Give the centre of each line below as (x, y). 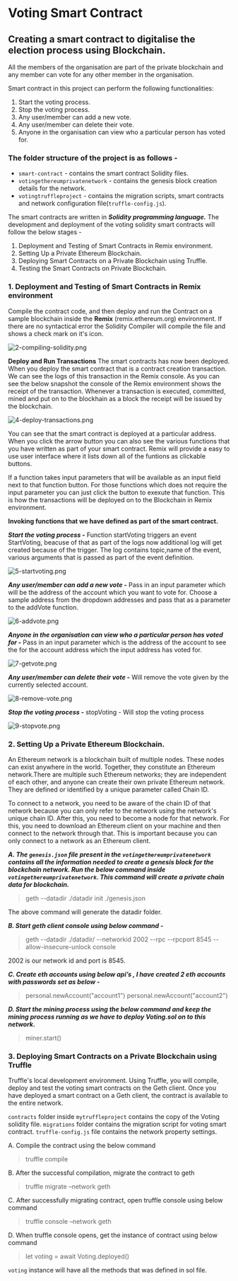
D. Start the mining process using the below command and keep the (109, 1009)
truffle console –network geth (68, 1222)
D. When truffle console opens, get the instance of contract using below (113, 1235)
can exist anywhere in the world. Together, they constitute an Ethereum (112, 767)
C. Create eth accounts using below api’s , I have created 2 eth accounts (117, 974)
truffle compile (47, 1159)
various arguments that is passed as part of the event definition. (101, 557)
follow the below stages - (45, 232)
